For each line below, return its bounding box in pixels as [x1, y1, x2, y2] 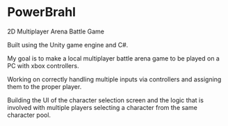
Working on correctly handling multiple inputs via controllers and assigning [7, 74, 222, 84]
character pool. [7, 111, 51, 119]
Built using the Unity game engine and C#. [7, 40, 129, 49]
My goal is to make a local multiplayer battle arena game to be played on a [7, 54, 220, 63]
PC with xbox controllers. [7, 61, 79, 70]
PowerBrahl [7, 4, 76, 20]
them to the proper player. [7, 82, 82, 90]
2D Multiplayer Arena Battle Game [7, 27, 104, 36]
